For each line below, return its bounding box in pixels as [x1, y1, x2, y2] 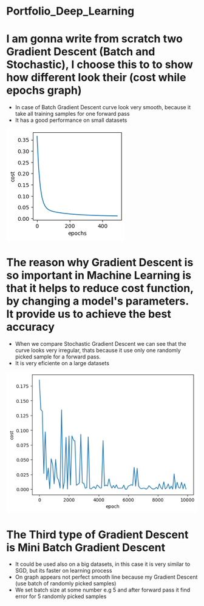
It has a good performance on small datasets [15, 116, 127, 124]
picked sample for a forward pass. [15, 353, 101, 360]
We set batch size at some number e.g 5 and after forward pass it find [15, 587, 190, 594]
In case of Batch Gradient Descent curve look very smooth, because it [15, 104, 191, 111]
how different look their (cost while [6, 71, 186, 84]
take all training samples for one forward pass [15, 110, 130, 118]
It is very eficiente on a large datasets [15, 360, 109, 367]
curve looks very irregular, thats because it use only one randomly [15, 347, 181, 354]
